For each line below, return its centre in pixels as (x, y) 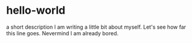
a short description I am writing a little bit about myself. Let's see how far (96, 27)
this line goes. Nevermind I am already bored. (62, 33)
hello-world (36, 10)
